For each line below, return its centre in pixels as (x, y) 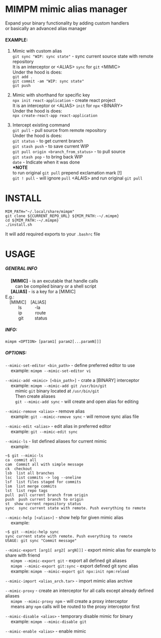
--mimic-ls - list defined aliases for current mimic (56, 441)
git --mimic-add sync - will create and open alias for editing (77, 401)
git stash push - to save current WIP (51, 146)
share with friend (23, 555)
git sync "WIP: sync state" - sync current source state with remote (83, 56)
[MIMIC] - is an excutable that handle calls (54, 281)
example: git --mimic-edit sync (44, 431)
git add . (23, 77)
